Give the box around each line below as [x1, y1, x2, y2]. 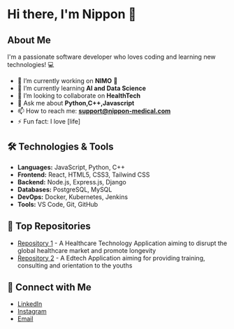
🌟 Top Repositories [7, 220, 91, 233]
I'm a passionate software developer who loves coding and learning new [7, 52, 217, 61]
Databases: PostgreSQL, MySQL [17, 185, 112, 193]
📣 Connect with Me [7, 282, 92, 293]
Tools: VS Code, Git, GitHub [17, 200, 98, 208]
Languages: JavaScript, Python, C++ [17, 163, 126, 171]
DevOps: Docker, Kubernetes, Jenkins [17, 192, 128, 201]
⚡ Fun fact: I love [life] [17, 117, 81, 125]
